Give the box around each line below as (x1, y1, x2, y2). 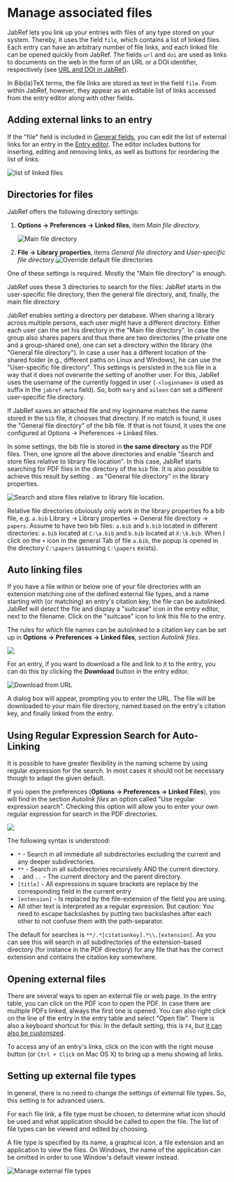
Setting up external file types (7, 1070, 136, 1082)
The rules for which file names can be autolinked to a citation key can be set (7, 626, 227, 634)
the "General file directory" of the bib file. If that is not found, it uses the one (7, 421, 227, 430)
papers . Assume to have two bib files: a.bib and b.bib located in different (7, 521, 218, 530)
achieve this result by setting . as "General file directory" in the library (7, 472, 210, 480)
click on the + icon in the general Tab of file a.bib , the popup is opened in (7, 536, 219, 544)
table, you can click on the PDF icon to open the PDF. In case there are (7, 999, 211, 1007)
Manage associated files (7, 5, 152, 21)
